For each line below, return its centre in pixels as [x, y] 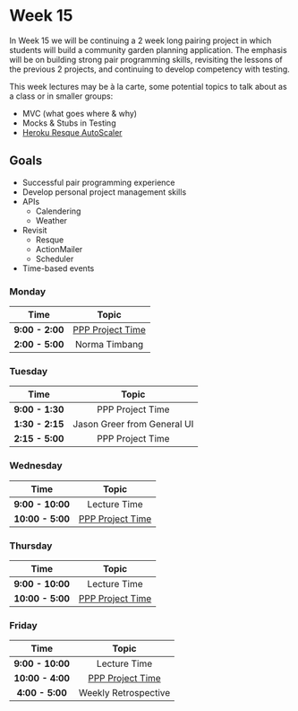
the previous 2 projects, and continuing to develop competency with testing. [150, 69]
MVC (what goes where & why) [79, 113]
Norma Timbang [109, 345]
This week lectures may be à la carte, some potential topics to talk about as [149, 86]
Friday [23, 625]
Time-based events [58, 268]
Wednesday [36, 466]
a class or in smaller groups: [61, 96]
